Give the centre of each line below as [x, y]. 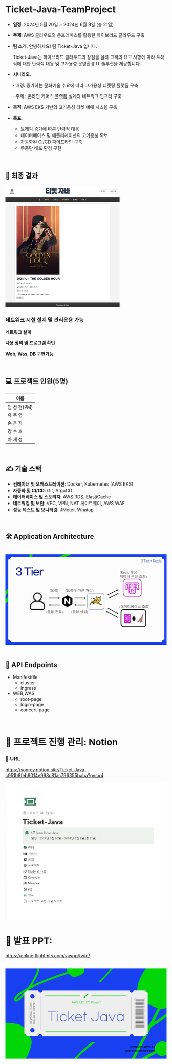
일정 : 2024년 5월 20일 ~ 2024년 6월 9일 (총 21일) [63, 24]
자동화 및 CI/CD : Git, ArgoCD [42, 490]
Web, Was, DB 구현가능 [29, 354]
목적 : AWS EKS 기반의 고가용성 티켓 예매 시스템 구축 [65, 107]
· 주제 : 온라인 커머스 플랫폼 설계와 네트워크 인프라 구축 [67, 96]
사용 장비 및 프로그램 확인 [30, 343]
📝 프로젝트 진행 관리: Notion [62, 742]
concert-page [35, 710]
